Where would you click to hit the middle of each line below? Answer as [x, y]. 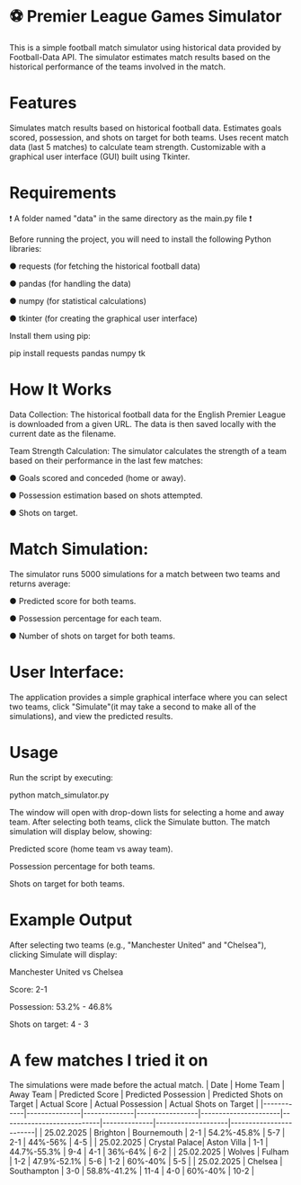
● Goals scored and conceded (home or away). [98, 477]
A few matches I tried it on [109, 1060]
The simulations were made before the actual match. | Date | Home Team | [147, 1085]
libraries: [26, 248]
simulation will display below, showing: [81, 831]
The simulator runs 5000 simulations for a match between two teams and [145, 574]
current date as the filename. [63, 433]
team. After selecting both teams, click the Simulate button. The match [140, 822]
